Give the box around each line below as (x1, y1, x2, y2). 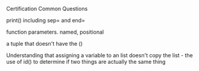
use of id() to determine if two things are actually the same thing (6, 58, 166, 65)
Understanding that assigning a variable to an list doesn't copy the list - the (6, 52, 193, 59)
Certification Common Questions (6, 5, 88, 12)
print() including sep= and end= (6, 17, 86, 23)
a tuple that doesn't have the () (6, 40, 83, 47)
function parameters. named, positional (6, 28, 104, 35)
